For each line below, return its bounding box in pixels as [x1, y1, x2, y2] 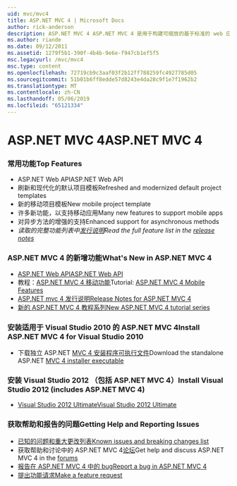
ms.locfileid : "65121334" [7, 102, 83, 109]
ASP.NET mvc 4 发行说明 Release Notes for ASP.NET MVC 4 [17, 294, 192, 303]
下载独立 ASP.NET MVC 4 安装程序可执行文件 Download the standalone [17, 348, 224, 356]
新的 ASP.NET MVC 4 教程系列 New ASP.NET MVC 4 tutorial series [17, 303, 210, 311]
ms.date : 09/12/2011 [7, 43, 68, 50]
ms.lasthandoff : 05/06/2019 [7, 96, 90, 103]
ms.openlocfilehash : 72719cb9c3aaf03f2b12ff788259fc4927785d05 [7, 69, 197, 76]
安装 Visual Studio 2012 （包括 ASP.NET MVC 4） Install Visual [7, 375, 224, 385]
